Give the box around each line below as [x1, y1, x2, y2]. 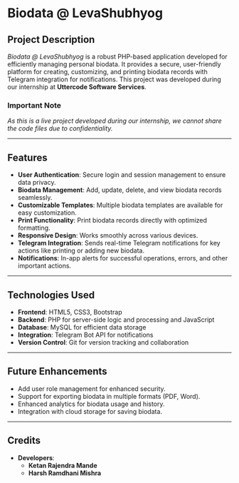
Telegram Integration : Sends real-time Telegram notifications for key [17, 239, 221, 248]
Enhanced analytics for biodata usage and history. [17, 400, 165, 408]
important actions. [17, 262, 72, 270]
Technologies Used [7, 289, 95, 301]
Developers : [17, 453, 55, 462]
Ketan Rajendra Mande [28, 461, 97, 469]
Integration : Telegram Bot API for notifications [17, 330, 154, 339]
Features [7, 151, 48, 163]
